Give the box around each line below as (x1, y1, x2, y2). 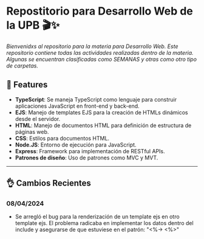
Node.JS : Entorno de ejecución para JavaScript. (15, 141, 137, 148)
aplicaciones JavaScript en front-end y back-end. (15, 102, 140, 109)
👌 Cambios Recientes (6, 178, 91, 189)
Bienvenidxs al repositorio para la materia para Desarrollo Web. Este (6, 43, 178, 50)
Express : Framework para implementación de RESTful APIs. (15, 147, 165, 154)
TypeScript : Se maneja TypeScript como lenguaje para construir (15, 95, 177, 103)
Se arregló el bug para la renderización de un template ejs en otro (15, 213, 180, 220)
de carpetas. (6, 62, 38, 69)
